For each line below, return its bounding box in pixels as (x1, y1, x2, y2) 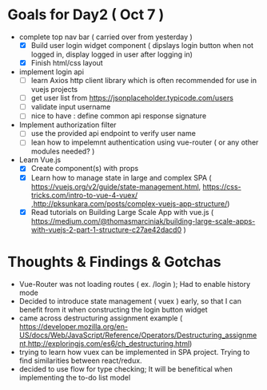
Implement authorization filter (18, 120, 117, 129)
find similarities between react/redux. (18, 356, 142, 365)
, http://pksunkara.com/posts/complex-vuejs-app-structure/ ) (30, 198, 230, 209)
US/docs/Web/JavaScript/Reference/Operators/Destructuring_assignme (18, 330, 257, 340)
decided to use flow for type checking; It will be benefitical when (18, 364, 233, 373)
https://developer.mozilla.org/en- (18, 321, 129, 331)
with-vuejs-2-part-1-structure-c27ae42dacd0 (30, 225, 181, 234)
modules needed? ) (30, 146, 95, 157)
